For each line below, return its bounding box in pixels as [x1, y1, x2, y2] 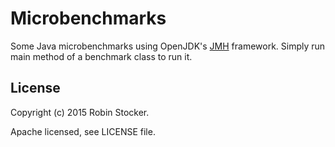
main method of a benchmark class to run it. [10, 50, 193, 62]
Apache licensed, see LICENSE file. [10, 125, 156, 137]
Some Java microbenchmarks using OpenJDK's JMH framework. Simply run [10, 40, 326, 52]
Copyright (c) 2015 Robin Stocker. [10, 106, 150, 118]
